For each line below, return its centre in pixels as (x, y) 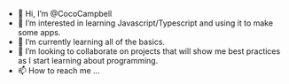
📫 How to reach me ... (59, 70)
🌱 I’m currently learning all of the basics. (91, 42)
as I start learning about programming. (88, 61)
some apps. (39, 32)
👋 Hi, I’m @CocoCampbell (65, 14)
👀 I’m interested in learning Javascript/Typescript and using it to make (145, 23)
